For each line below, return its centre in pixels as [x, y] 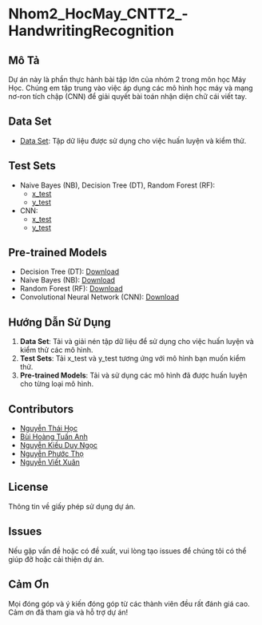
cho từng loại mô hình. [57, 384]
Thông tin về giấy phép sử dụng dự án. [72, 506]
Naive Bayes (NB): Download [67, 280]
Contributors [41, 409]
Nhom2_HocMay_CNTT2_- [99, 14]
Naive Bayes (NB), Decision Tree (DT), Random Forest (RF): [117, 185]
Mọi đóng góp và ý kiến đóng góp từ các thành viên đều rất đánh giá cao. [129, 603]
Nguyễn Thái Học [49, 429]
